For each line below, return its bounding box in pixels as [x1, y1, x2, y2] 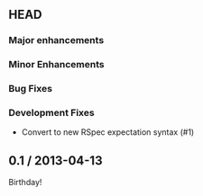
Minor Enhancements [8, 58, 105, 71]
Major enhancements [8, 34, 105, 47]
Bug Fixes [8, 83, 53, 95]
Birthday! [8, 177, 42, 188]
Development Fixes [8, 107, 96, 120]
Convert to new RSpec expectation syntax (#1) [21, 127, 195, 138]
